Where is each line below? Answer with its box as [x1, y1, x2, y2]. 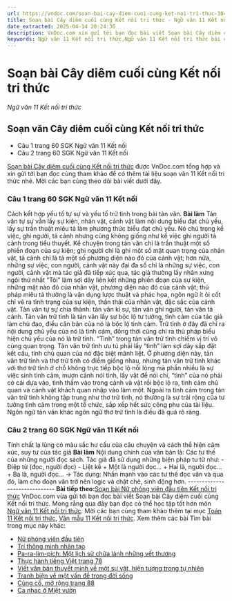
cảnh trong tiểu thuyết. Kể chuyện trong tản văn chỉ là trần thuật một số [7, 239, 211, 247]
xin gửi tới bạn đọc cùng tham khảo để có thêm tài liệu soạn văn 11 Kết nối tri [7, 169, 225, 178]
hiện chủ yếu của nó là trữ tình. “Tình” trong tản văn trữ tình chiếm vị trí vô [7, 334, 218, 343]
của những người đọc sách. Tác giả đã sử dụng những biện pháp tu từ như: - [7, 455, 224, 464]
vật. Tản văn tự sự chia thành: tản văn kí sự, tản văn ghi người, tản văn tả [7, 305, 213, 314]
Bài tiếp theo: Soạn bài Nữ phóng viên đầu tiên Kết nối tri [56, 485, 217, 493]
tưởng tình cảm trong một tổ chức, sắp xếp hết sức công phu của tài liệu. [7, 401, 214, 409]
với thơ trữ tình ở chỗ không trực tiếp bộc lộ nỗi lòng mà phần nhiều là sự [7, 364, 214, 372]
